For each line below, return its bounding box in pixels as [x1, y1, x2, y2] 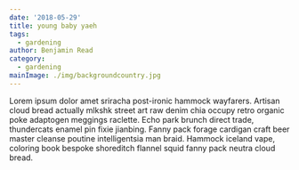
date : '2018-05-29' [9, 12, 82, 22]
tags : [9, 29, 29, 38]
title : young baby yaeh [9, 21, 98, 30]
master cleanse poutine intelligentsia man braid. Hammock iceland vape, [9, 133, 276, 143]
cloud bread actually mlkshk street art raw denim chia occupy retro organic [9, 104, 285, 116]
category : [9, 54, 46, 63]
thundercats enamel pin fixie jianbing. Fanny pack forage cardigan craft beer [9, 124, 290, 134]
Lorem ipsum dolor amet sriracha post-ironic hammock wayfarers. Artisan [9, 95, 280, 106]
